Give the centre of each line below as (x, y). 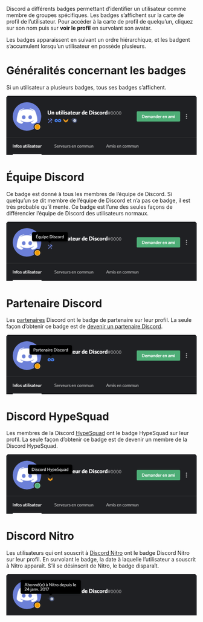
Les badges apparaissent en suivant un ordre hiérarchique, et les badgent (98, 40)
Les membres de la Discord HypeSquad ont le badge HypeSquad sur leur (98, 433)
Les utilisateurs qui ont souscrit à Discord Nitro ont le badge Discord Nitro (98, 552)
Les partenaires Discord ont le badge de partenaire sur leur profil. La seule (99, 320)
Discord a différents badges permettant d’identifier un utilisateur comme (96, 9)
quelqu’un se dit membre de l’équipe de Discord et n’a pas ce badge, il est (98, 201)
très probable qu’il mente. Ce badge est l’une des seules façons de (90, 207)
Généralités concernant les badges (96, 70)
